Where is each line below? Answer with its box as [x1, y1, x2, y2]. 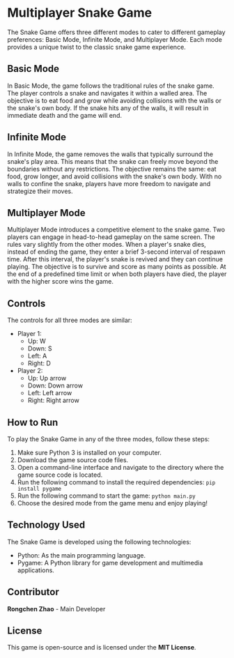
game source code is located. [17, 470, 103, 479]
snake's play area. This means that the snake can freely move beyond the [7, 157, 219, 165]
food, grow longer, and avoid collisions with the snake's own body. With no [7, 172, 222, 181]
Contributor [7, 586, 59, 598]
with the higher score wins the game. [7, 277, 114, 286]
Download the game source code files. [17, 456, 129, 464]
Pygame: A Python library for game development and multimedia [17, 558, 203, 567]
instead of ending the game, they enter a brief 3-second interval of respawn [7, 247, 226, 256]
